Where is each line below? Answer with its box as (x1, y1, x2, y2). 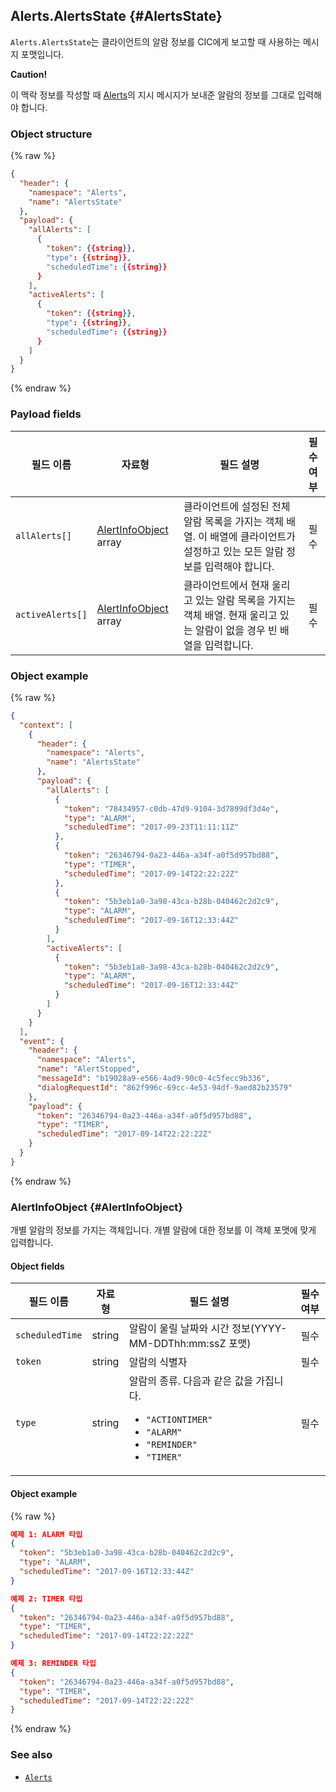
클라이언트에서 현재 (183, 578, 270, 592)
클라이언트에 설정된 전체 (183, 499, 291, 513)
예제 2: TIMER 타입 (10, 1594, 83, 1604)
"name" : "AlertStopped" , (36, 1064, 141, 1074)
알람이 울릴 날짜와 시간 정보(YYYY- (128, 1322, 288, 1336)
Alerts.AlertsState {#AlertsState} (10, 8, 223, 25)
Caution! (10, 68, 48, 80)
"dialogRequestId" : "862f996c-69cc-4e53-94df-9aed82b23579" (36, 1082, 293, 1093)
